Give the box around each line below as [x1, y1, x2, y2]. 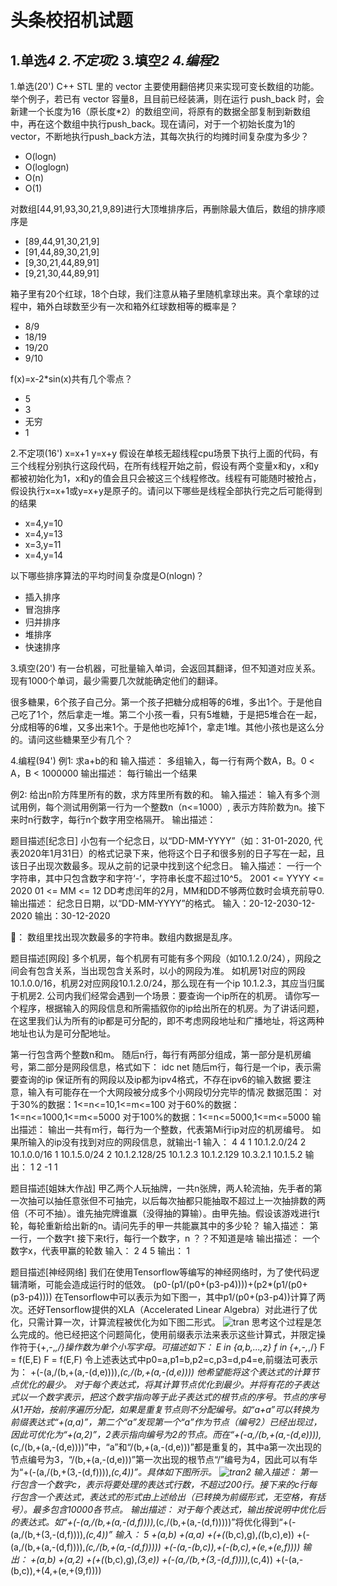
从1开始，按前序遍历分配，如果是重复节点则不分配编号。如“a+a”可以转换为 [10, 1404, 320, 1415]
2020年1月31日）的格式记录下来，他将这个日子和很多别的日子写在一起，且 [18, 847, 325, 859]
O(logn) [24, 151, 57, 162]
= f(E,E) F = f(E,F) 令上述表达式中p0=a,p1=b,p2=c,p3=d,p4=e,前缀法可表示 [10, 1354, 318, 1365]
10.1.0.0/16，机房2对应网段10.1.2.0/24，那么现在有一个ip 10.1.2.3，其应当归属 [10, 977, 325, 989]
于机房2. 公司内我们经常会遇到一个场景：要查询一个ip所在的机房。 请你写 [10, 990, 312, 1001]
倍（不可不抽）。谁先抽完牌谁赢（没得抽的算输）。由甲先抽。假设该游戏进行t [10, 1207, 320, 1219]
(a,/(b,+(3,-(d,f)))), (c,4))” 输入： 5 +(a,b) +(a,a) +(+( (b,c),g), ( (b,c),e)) [10, 1529, 295, 1540]
